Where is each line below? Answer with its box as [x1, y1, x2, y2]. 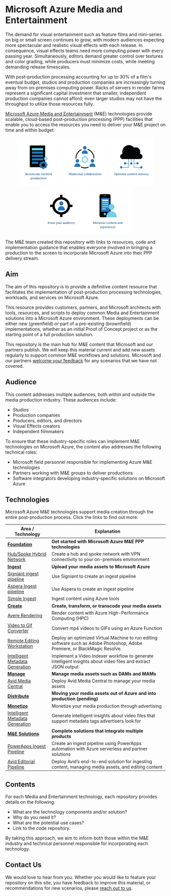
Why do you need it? [12, 814, 56, 820]
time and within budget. [5, 127, 55, 133]
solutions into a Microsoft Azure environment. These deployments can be [5, 315, 159, 321]
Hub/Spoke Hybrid [7, 551, 47, 557]
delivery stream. [5, 255, 40, 261]
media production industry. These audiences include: [5, 396, 117, 403]
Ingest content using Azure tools [51, 595, 120, 602]
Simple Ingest [7, 595, 37, 602]
